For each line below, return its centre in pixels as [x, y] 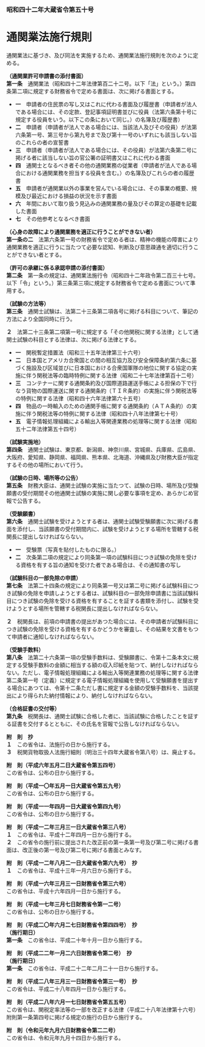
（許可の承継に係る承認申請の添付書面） [57, 268]
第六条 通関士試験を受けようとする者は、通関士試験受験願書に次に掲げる [100, 521]
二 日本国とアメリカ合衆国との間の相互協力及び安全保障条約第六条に [103, 360]
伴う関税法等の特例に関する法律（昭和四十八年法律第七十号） [103, 413]
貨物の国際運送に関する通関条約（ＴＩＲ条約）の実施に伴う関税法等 [111, 391]
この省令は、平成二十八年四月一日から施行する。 [68, 989]
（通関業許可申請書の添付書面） [46, 76]
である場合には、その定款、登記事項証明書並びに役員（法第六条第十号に [106, 112]
